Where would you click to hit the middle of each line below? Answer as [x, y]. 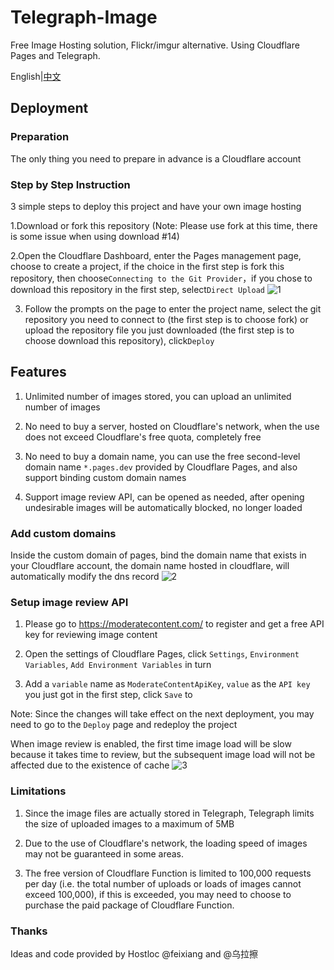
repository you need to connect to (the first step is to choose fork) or [166, 319]
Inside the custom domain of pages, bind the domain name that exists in [158, 555]
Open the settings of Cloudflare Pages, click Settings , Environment [162, 654]
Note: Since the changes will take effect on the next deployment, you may [162, 714]
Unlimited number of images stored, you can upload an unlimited [158, 396]
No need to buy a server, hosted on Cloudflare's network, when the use [172, 426]
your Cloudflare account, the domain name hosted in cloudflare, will [150, 566]
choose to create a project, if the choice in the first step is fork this [147, 266]
